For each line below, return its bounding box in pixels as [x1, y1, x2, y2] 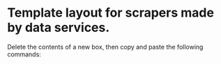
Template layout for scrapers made [7, 5, 215, 21]
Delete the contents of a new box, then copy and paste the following [7, 42, 204, 51]
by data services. [7, 19, 110, 35]
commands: [7, 50, 42, 58]
